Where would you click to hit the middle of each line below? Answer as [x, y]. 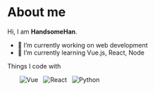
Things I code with [34, 66]
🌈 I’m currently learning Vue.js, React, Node [81, 52]
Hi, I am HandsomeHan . [42, 31]
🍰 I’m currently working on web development [82, 45]
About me [37, 12]
